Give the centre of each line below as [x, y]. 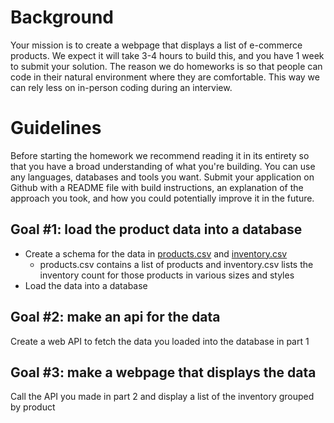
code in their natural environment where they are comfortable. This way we [165, 77]
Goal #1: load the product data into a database [156, 229]
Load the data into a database [86, 285]
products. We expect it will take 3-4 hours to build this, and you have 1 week [167, 55]
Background [62, 17]
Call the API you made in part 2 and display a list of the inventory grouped [162, 397]
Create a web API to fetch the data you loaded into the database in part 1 [160, 341]
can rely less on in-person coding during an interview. [121, 87]
